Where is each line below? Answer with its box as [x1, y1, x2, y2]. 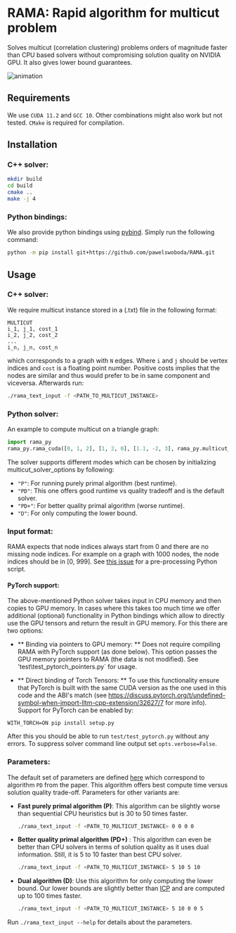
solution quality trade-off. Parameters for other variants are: [7, 788, 181, 796]
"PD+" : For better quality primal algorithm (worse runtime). [17, 501, 185, 509]
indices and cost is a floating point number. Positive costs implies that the [7, 364, 220, 372]
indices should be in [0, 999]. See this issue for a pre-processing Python [7, 557, 218, 566]
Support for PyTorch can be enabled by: [17, 706, 133, 715]
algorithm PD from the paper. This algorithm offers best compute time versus [7, 780, 228, 789]
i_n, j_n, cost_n [7, 343, 58, 351]
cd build [7, 182, 33, 189]
